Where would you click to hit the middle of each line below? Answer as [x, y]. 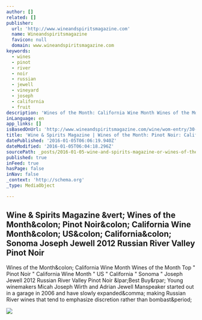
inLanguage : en [25, 118]
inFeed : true [23, 163]
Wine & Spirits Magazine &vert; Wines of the [91, 215]
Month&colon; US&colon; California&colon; [89, 234]
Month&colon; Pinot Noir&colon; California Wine [99, 224]
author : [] [20, 12]
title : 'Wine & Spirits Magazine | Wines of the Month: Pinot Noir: [94, 135]
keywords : [19, 51]
